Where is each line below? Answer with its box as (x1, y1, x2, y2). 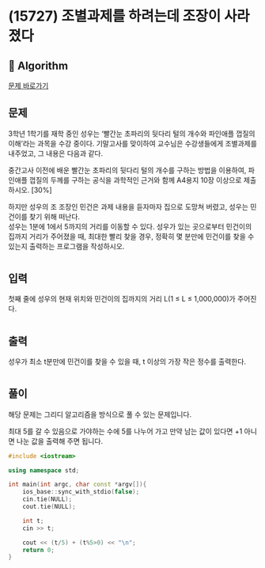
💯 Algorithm (8, 59, 69, 72)
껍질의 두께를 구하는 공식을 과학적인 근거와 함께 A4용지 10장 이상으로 (28, 175, 242, 184)
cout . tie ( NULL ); (22, 503, 77, 511)
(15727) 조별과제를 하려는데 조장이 (8, 7, 221, 25)
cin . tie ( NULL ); (22, 495, 73, 503)
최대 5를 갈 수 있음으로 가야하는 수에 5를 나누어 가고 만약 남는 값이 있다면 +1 (8, 426, 243, 436)
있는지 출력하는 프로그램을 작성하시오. (8, 241, 125, 251)
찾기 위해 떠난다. (28, 211, 81, 222)
